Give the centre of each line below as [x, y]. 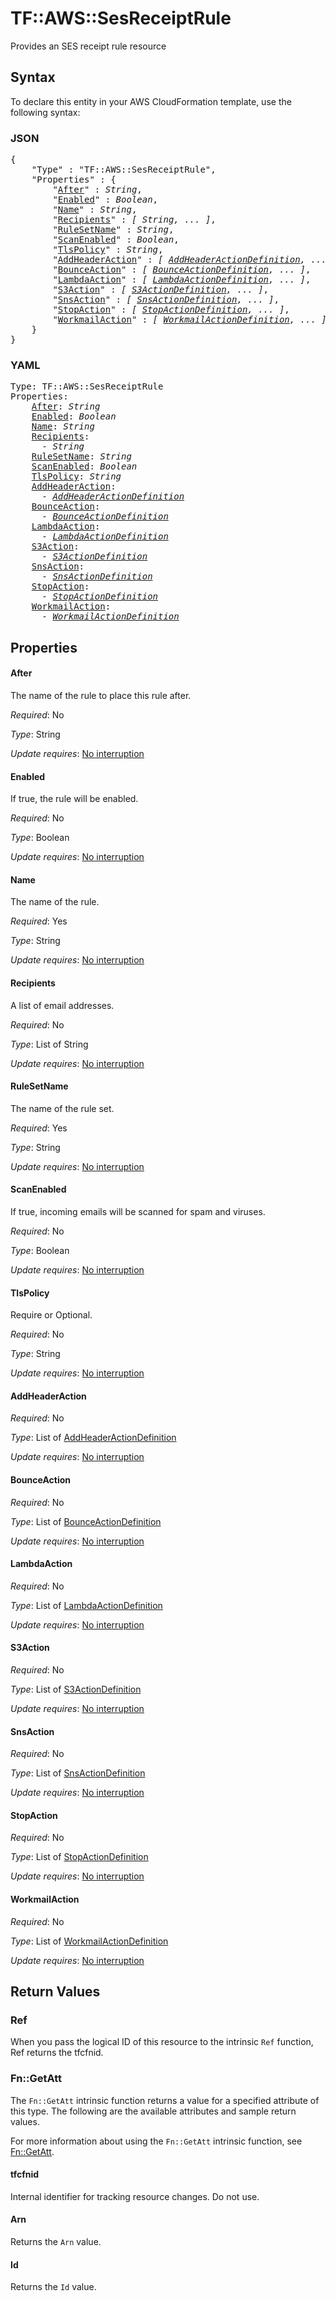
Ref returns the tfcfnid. [57, 2053]
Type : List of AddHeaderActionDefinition [93, 1438]
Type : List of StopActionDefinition [79, 1857]
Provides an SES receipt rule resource [88, 46]
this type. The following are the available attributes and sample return [153, 2111]
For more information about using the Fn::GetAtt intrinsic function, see [156, 2141]
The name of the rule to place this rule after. [101, 695]
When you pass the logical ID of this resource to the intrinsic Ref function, [162, 2042]
